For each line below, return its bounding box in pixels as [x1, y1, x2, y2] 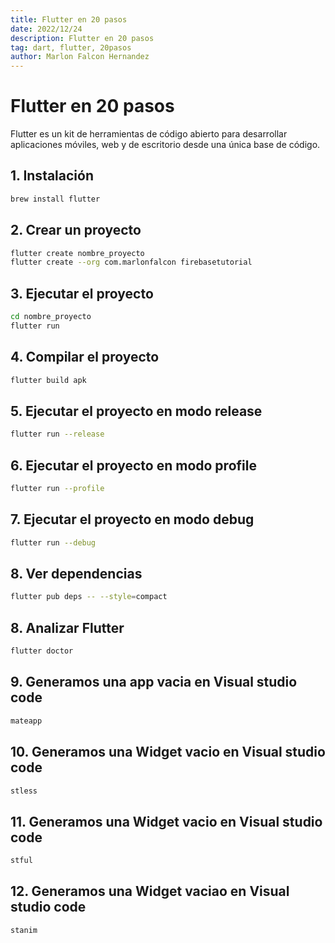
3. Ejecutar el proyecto [10, 285, 154, 302]
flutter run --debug [10, 537, 97, 548]
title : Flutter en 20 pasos [10, 14, 128, 25]
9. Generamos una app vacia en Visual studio [10, 674, 298, 691]
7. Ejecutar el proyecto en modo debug [10, 511, 255, 528]
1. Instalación [10, 167, 94, 185]
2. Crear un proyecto [10, 222, 142, 239]
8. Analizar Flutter [10, 619, 125, 636]
